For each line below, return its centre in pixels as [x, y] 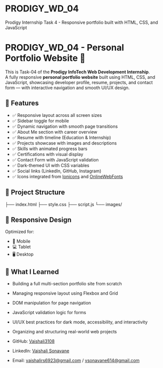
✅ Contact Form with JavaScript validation [55, 159]
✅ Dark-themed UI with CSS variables [51, 165]
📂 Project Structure [35, 192]
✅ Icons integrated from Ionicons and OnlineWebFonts [68, 176]
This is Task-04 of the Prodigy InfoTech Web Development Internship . [78, 72]
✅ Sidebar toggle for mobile [41, 121]
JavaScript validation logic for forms [49, 313]
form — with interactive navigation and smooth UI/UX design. [67, 88]
